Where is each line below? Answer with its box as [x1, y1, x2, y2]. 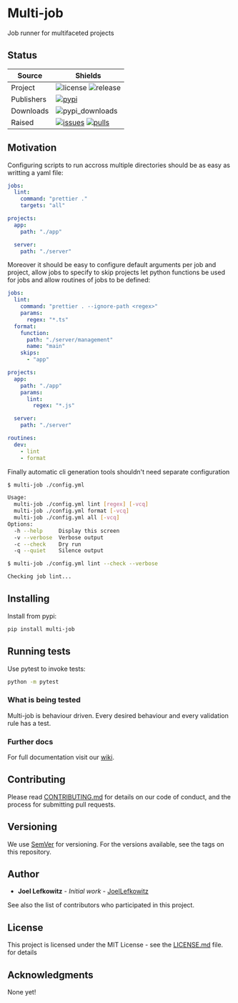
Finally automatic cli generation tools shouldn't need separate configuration [7, 467, 230, 476]
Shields [74, 70, 101, 80]
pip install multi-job [7, 625, 75, 633]
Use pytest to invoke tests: [7, 664, 86, 673]
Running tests [7, 645, 71, 658]
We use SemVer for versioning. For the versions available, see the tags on [7, 839, 224, 848]
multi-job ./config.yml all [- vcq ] [14, 514, 120, 522]
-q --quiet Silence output [14, 547, 104, 554]
